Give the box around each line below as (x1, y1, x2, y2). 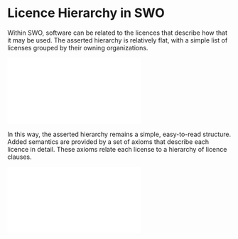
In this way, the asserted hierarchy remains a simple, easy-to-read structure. (7, 130, 232, 138)
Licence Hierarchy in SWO (7, 5, 165, 21)
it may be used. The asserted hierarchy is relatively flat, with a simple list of (7, 35, 228, 44)
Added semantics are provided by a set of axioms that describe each (7, 137, 210, 146)
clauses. (7, 152, 32, 161)
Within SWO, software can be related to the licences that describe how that (7, 28, 228, 37)
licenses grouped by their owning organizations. (7, 43, 148, 52)
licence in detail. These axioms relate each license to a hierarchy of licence (7, 145, 227, 153)
